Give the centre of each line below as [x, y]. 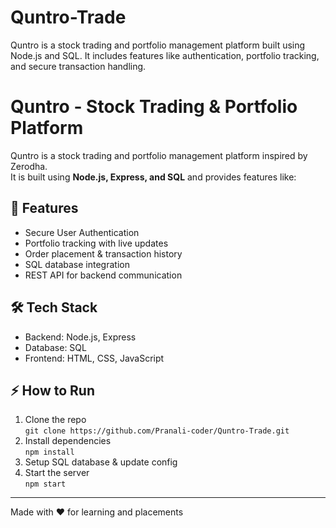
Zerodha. [29, 166]
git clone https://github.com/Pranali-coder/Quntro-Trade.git [157, 431]
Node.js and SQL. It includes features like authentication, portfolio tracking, [165, 55]
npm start [45, 484]
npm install [49, 452]
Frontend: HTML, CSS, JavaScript [94, 358]
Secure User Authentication [82, 232]
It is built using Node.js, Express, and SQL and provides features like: [153, 177]
